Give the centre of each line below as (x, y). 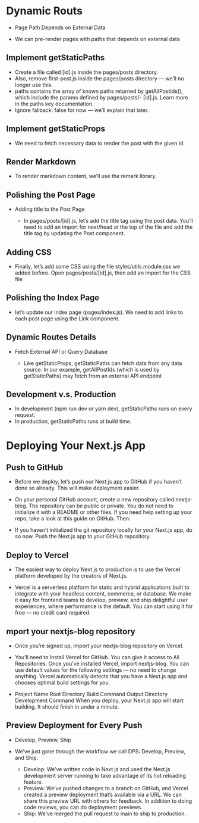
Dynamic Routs (45, 11)
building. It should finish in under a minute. (67, 707)
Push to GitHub (35, 468)
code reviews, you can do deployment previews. (83, 807)
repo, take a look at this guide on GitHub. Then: (72, 519)
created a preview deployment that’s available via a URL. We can (103, 794)
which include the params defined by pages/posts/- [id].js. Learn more (101, 97)
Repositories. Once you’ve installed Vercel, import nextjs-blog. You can (102, 664)
